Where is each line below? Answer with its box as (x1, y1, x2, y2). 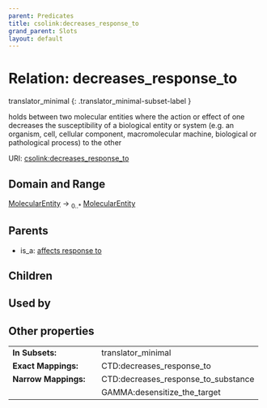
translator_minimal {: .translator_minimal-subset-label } (8, 97, 192, 106)
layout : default (8, 34, 63, 43)
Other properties (8, 324, 95, 337)
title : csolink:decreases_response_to (8, 19, 139, 28)
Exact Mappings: (12, 360, 78, 371)
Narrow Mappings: (12, 374, 86, 385)
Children (8, 269, 53, 282)
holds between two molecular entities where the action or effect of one (8, 112, 245, 122)
